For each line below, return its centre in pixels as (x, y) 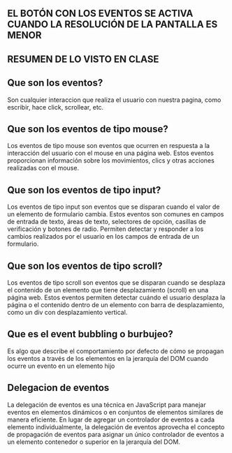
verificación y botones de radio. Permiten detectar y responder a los (106, 229)
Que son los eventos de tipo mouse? (88, 129)
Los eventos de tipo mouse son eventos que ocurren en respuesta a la (109, 146)
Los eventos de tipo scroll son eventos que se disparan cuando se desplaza (116, 283)
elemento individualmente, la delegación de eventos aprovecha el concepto (116, 426)
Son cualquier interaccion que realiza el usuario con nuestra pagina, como (114, 100)
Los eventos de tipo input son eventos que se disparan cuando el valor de (114, 207)
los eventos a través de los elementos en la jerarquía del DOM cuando (108, 358)
